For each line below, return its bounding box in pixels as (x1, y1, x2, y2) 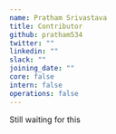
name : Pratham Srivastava (9, 13, 107, 23)
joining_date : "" (9, 64, 75, 73)
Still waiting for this (9, 114, 82, 125)
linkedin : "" (9, 47, 59, 56)
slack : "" (9, 55, 47, 64)
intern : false (9, 81, 63, 90)
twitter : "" (9, 38, 54, 48)
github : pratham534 (9, 30, 83, 39)
